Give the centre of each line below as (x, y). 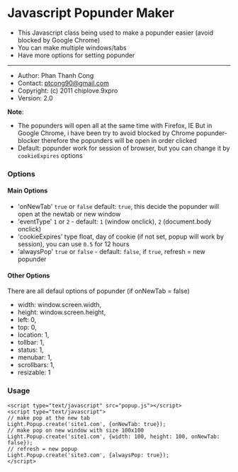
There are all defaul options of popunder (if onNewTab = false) (98, 291)
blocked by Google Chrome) (59, 40)
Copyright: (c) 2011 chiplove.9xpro (68, 91)
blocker (29, 140)
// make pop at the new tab (49, 418)
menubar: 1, (35, 357)
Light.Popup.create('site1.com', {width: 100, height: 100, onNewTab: (114, 437)
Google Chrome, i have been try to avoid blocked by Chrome (106, 133)
